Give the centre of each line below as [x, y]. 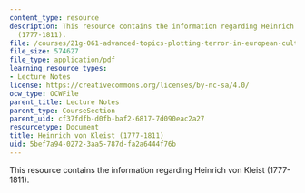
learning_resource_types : [58, 69]
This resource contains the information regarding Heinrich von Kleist [137, 169]
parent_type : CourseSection [63, 111]
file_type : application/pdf [63, 60]
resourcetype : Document [54, 128]
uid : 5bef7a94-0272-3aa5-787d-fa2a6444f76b [93, 144]
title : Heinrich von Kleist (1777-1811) [87, 136]
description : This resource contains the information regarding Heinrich [152, 26]
